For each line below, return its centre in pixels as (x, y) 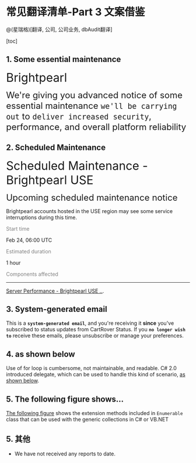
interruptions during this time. (42, 217)
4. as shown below (41, 354)
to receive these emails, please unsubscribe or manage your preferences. (95, 336)
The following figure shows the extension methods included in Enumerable (94, 413)
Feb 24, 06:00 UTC (29, 240)
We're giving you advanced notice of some (94, 95)
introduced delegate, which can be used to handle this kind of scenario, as (96, 375)
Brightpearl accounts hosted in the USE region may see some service (90, 211)
